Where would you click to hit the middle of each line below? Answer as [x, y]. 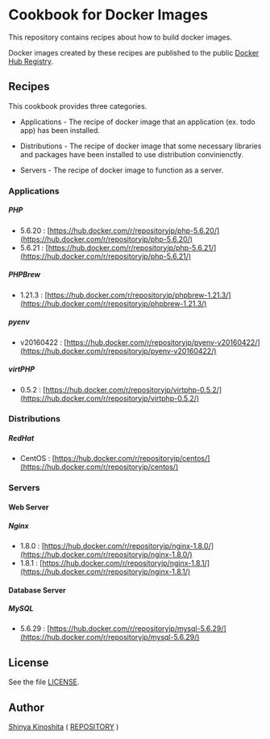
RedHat [21, 438]
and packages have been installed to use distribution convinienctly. [132, 154]
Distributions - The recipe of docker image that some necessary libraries [141, 146]
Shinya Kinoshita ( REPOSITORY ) [64, 727]
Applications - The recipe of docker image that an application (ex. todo [137, 122]
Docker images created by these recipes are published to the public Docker [134, 52]
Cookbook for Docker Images [108, 15]
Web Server [29, 507]
